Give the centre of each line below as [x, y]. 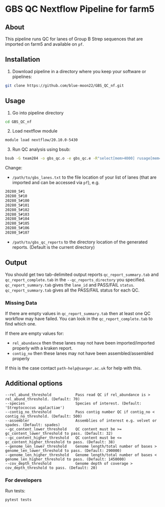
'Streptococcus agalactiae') [35, 408]
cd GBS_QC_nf [18, 122]
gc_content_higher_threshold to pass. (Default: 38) [60, 442]
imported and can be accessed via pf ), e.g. [56, 183]
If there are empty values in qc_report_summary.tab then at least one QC [78, 313]
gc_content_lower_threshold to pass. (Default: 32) [59, 433]
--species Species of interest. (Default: [73, 403]
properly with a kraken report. [42, 348]
